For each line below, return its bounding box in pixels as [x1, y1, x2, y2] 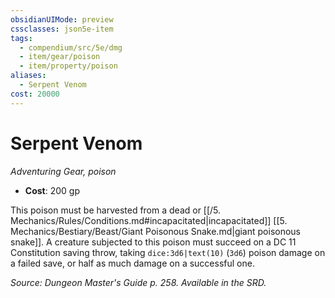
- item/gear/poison [19, 52, 101, 62]
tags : [10, 33, 33, 43]
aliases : [10, 71, 47, 81]
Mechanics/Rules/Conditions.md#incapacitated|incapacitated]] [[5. [10, 214, 288, 226]
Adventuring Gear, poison [10, 165, 117, 177]
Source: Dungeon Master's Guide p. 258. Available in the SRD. [10, 276, 267, 288]
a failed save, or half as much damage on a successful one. [10, 257, 255, 269]
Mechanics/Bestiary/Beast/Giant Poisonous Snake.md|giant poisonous [10, 225, 301, 237]
